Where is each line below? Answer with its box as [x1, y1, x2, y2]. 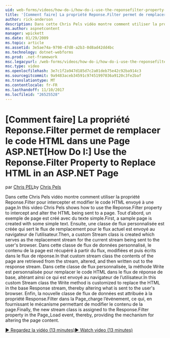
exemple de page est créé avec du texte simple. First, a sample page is [5, 215, 152, 221]
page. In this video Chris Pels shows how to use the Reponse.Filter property [5, 205, 162, 211]
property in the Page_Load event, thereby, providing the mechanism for [5, 312, 154, 318]
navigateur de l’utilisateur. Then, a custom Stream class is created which [5, 231, 155, 237]
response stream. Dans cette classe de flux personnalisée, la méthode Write [5, 264, 164, 270]
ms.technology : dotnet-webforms [5, 50, 73, 55]
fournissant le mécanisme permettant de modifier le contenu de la [5, 301, 143, 307]
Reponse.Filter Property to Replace [5, 157, 156, 168]
